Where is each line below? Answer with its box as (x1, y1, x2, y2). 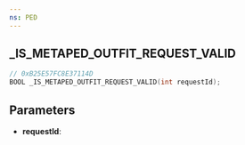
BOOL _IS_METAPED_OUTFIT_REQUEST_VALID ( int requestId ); (9, 77, 221, 87)
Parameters (9, 102, 76, 117)
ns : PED (9, 12, 38, 22)
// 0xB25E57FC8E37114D (9, 69, 94, 78)
